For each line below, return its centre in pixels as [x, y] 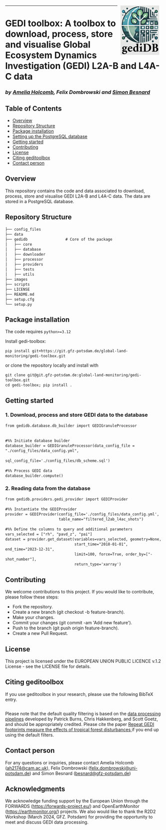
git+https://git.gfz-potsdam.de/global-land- [80, 351]
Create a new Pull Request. [40, 633]
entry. [11, 699]
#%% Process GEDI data [29, 471]
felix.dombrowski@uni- [114, 768]
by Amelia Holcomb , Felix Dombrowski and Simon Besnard [78, 92]
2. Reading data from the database [48, 488]
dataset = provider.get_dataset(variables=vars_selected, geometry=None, [83, 539]
